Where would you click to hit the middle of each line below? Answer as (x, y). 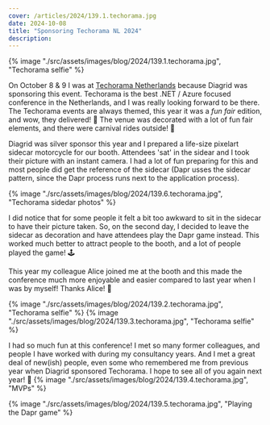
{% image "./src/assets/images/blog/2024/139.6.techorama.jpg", (116, 194)
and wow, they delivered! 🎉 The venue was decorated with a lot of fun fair (131, 120)
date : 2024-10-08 (37, 23)
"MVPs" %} (27, 389)
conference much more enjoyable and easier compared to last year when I (132, 280)
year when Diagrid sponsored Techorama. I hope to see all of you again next (135, 371)
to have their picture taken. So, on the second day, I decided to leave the (129, 227)
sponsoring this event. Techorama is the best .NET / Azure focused (120, 94)
